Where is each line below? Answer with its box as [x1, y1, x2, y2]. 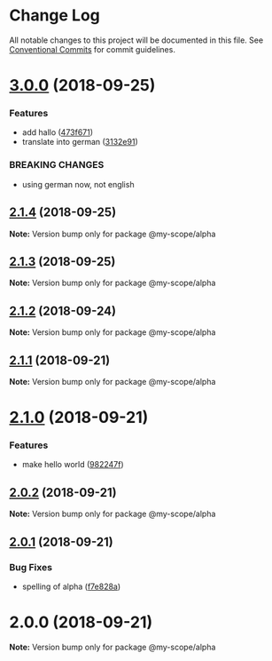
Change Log [9, 5, 100, 26]
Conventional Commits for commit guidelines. [9, 44, 175, 54]
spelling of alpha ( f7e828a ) [21, 581, 121, 592]
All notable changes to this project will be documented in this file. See [9, 35, 264, 45]
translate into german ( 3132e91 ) [21, 137, 139, 147]
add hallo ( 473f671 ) [21, 127, 94, 138]
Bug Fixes [9, 561, 53, 573]
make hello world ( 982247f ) [21, 459, 124, 470]
